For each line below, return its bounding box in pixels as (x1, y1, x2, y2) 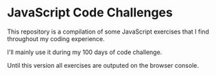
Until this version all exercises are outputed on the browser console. (7, 61, 199, 69)
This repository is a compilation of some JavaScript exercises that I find (7, 27, 209, 36)
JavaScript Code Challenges (7, 5, 173, 21)
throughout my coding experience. (7, 34, 105, 42)
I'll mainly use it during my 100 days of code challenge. (7, 48, 163, 56)
